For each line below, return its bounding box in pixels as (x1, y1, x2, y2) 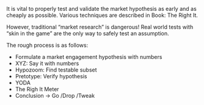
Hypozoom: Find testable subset (15, 66, 97, 73)
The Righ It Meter (15, 86, 59, 93)
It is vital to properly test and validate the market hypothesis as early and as (6, 5, 197, 12)
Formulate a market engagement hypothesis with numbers (15, 53, 162, 60)
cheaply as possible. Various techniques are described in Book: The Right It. (6, 12, 199, 19)
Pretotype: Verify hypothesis (15, 73, 87, 80)
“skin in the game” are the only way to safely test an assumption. (6, 30, 169, 37)
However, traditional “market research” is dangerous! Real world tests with (6, 24, 194, 30)
